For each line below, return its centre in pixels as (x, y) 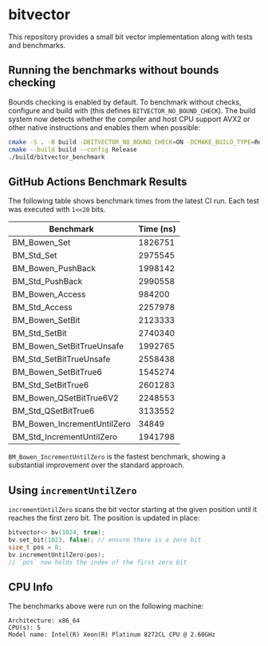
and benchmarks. (37, 45)
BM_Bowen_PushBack (54, 269)
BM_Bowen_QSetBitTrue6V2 (65, 398)
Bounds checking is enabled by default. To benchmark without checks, (125, 102)
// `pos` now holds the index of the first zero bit (98, 562)
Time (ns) (157, 229)
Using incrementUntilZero (73, 490)
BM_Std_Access (43, 307)
